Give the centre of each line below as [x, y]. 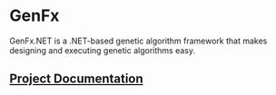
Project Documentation [76, 79]
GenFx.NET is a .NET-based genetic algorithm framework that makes [138, 41]
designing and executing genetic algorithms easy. [102, 50]
